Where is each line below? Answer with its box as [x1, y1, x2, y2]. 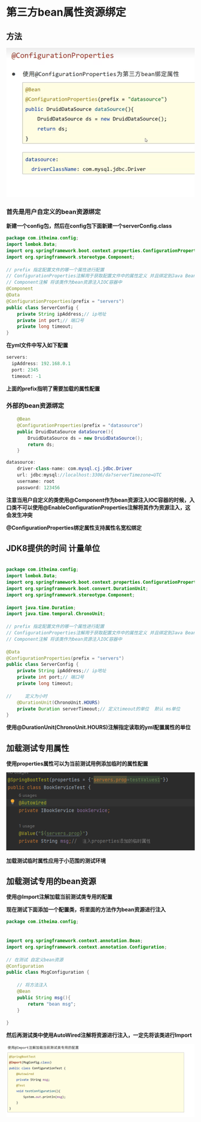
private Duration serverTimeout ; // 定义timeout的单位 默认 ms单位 [17, 706, 181, 712]
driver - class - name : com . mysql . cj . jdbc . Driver [17, 466, 133, 472]
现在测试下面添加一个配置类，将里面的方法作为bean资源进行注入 [6, 906, 166, 913]
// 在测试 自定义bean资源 [6, 956, 64, 963]
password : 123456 [17, 484, 60, 491]
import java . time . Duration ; [6, 604, 77, 611]
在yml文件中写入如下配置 [6, 341, 68, 349]
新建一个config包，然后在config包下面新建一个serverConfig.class [6, 223, 172, 230]
